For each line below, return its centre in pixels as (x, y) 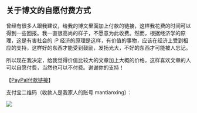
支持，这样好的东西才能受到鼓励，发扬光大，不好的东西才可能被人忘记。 (103, 47)
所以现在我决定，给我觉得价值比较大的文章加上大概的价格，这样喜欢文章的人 (98, 60)
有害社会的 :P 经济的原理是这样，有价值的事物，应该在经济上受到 (105, 40)
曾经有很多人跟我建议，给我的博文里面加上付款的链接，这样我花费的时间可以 (98, 26)
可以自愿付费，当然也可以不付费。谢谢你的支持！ (65, 67)
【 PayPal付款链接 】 (30, 80)
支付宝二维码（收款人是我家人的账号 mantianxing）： (69, 92)
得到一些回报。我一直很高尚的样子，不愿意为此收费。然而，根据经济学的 (93, 33)
